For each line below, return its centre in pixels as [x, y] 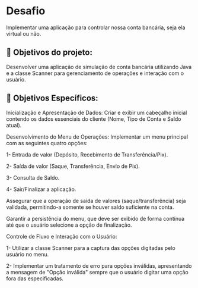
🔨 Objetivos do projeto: [49, 53]
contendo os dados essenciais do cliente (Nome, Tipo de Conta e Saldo [94, 119]
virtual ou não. [24, 33]
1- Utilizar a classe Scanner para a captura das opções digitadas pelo [91, 248]
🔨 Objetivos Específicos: [52, 98]
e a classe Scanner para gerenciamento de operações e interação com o [95, 73]
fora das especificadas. [35, 278]
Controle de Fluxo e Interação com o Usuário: [62, 236]
